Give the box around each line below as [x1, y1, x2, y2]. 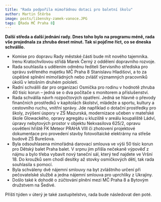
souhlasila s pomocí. [12, 162, 53, 168]
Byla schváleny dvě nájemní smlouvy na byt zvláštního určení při [12, 167, 141, 172]
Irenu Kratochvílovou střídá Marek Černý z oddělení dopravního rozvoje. [12, 59, 156, 64]
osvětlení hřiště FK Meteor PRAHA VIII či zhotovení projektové [12, 125, 135, 131]
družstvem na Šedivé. [12, 182, 56, 188]
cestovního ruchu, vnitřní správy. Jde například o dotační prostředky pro [12, 105, 156, 111]
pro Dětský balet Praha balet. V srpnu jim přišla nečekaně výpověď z [12, 146, 149, 152]
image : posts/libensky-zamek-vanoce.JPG [5, 16, 88, 21]
